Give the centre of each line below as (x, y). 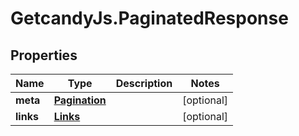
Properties (44, 55)
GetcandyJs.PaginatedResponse (149, 18)
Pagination (80, 100)
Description (144, 83)
